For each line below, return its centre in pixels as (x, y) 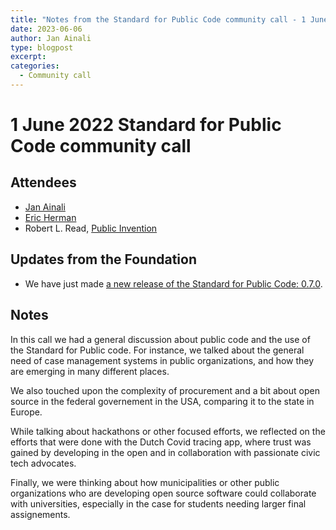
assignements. (40, 514)
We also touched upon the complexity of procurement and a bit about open (165, 390)
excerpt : (28, 57)
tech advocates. (43, 463)
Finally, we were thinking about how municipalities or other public (145, 482)
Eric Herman (50, 217)
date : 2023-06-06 (46, 29)
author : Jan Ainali (51, 38)
